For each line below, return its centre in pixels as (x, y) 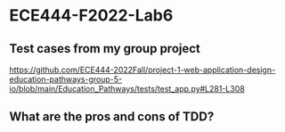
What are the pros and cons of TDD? (112, 117)
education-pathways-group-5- (66, 79)
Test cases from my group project (105, 49)
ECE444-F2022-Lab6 (91, 16)
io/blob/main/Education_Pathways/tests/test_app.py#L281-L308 (127, 89)
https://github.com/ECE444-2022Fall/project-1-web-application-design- (142, 70)
